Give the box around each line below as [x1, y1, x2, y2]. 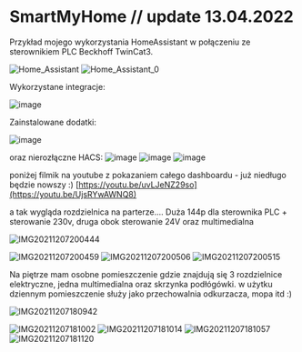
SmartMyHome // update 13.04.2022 [9, 6, 294, 27]
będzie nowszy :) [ [9, 179, 79, 190]
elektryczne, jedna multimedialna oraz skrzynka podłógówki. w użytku [9, 278, 273, 289]
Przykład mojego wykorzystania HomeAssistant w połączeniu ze [9, 36, 251, 47]
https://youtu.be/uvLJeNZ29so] [78, 179, 197, 190]
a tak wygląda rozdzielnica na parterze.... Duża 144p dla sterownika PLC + [9, 206, 288, 217]
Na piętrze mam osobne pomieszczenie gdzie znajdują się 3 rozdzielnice [9, 268, 283, 279]
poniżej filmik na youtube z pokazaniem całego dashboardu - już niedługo [9, 169, 287, 180]
